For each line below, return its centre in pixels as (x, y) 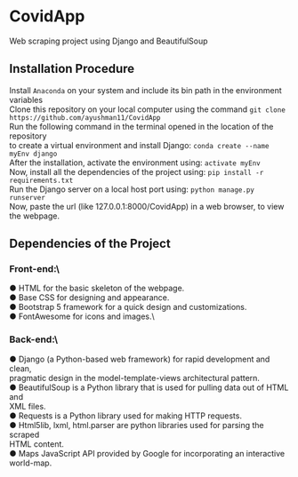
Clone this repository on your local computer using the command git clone (148, 109)
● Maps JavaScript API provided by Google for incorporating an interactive (147, 453)
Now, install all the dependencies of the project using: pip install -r (137, 171)
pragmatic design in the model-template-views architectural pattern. (135, 378)
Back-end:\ (34, 339)
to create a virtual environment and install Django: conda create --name (139, 145)
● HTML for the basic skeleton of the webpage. (97, 288)
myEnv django (33, 154)
